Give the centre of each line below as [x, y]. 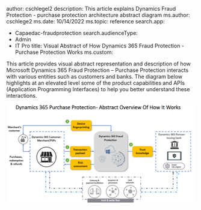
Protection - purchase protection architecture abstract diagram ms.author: [98, 15]
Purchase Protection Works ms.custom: [64, 52]
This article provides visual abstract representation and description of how [99, 64]
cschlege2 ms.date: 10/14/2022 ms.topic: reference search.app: [85, 21]
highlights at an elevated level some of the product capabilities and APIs [96, 83]
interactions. [22, 96]
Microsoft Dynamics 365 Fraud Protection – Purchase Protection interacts [97, 70]
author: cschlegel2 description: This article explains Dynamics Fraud [91, 9]
